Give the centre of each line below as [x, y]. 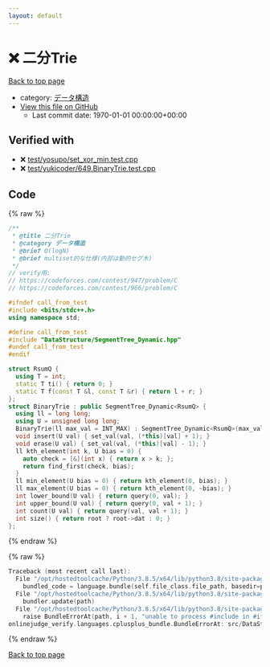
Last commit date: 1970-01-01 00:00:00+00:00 [109, 115]
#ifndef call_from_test [48, 303]
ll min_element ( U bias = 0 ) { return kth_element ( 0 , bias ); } [122, 481]
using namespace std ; [45, 317]
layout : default [35, 16]
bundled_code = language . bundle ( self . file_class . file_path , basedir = [142, 587]
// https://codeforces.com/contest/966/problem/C [93, 288]
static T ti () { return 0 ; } [64, 384]
